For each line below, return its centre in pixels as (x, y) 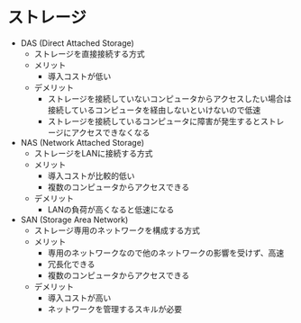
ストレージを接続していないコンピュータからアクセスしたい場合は (169, 98)
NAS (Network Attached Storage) (82, 142)
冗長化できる (71, 264)
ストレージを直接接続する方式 (89, 53)
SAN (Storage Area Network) (74, 220)
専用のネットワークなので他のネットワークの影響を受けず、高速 (166, 253)
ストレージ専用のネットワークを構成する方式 (117, 230)
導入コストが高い (79, 298)
